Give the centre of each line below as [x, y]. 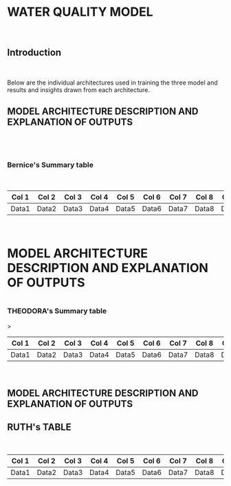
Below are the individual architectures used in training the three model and [112, 82]
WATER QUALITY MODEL [80, 12]
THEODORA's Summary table [57, 311]
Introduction [34, 53]
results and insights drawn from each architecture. [78, 89]
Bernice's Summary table [51, 165]
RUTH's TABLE [39, 427]
